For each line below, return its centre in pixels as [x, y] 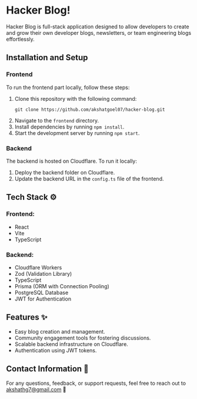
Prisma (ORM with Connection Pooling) [62, 286]
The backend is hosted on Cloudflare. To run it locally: [71, 161]
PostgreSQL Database [41, 292]
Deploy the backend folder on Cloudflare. [65, 172]
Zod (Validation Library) [43, 273]
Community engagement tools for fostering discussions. [83, 338]
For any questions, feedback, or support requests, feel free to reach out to [96, 383]
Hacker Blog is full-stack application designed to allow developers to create [98, 27]
